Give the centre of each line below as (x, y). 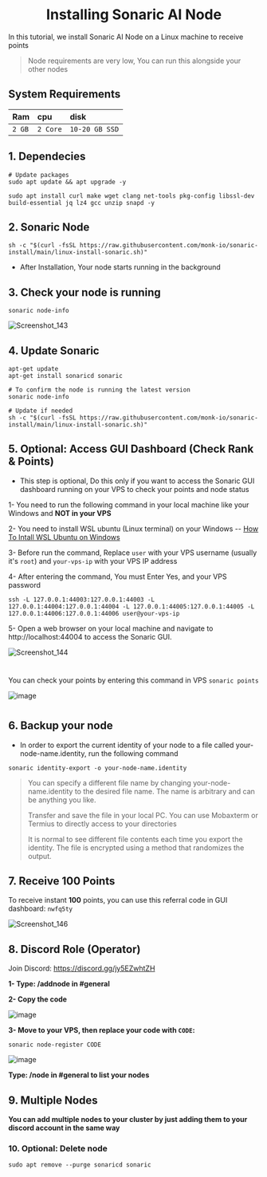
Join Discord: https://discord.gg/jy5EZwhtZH (82, 968)
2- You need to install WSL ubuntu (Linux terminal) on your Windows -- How (133, 529)
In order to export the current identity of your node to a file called (127, 745)
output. (39, 856)
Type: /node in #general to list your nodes (79, 1075)
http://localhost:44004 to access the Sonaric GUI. (90, 636)
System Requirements (65, 94)
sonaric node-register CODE (55, 1045)
